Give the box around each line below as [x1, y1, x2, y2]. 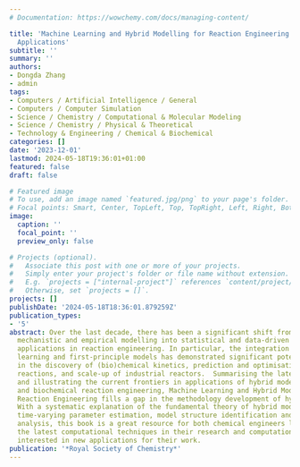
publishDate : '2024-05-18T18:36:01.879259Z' [9, 302, 178, 311]
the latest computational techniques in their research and [17, 428, 246, 437]
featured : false [9, 162, 70, 171]
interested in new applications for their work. [17, 436, 202, 445]
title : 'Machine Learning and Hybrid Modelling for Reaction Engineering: [9, 29, 294, 38]
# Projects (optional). [9, 252, 98, 262]
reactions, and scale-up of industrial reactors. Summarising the [17, 369, 274, 378]
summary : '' [9, 55, 54, 64]
